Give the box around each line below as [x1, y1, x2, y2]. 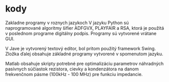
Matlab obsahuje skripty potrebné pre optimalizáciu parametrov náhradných [5, 60, 164, 66]
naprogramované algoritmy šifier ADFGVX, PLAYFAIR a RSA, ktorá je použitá [5, 25, 164, 31]
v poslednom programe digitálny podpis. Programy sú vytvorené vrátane [5, 30, 157, 36]
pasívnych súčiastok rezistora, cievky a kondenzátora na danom [5, 66, 139, 72]
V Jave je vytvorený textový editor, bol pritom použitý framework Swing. [5, 45, 156, 51]
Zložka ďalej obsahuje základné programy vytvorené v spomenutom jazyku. [5, 51, 163, 57]
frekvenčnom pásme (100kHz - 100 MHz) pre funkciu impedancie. [5, 71, 143, 77]
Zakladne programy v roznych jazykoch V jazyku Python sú [5, 20, 129, 26]
